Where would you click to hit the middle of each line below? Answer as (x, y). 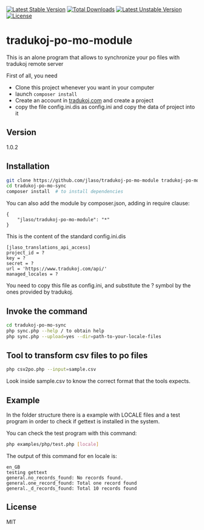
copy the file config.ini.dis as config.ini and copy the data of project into (105, 107)
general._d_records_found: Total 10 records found (72, 489)
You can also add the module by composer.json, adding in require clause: (98, 203)
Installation (28, 167)
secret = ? (20, 264)
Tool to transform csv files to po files (77, 355)
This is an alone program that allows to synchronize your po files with (93, 57)
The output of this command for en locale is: (62, 456)
